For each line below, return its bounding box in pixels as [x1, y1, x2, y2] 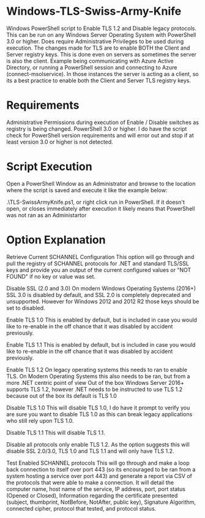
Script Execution [6, 160, 93, 174]
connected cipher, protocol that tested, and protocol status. [6, 504, 157, 512]
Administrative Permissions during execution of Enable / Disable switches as [6, 118, 199, 126]
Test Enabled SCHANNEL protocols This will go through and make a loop [6, 459, 190, 466]
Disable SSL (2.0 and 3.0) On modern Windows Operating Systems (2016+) [6, 284, 196, 292]
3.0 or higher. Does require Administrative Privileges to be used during [6, 37, 184, 45]
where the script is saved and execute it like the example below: [6, 186, 168, 194]
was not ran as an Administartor [6, 211, 87, 218]
